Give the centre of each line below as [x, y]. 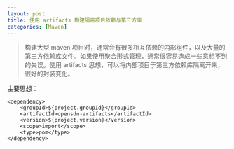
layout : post [26, 14]
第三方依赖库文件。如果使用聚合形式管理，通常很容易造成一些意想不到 [126, 56]
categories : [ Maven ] [37, 27]
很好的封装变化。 [49, 73]
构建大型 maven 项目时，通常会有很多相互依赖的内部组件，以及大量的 [125, 48]
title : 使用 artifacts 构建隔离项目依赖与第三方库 [75, 20]
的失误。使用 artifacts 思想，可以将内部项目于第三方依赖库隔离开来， [124, 65]
